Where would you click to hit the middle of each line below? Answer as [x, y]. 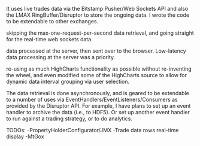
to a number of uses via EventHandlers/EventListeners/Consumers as [92, 99]
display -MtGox [25, 136]
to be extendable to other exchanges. [52, 21]
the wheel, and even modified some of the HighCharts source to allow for [97, 75]
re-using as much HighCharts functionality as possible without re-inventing [99, 69]
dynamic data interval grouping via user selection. [68, 81]
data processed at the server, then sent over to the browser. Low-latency [96, 51]
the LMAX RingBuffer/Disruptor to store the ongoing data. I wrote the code [98, 15]
